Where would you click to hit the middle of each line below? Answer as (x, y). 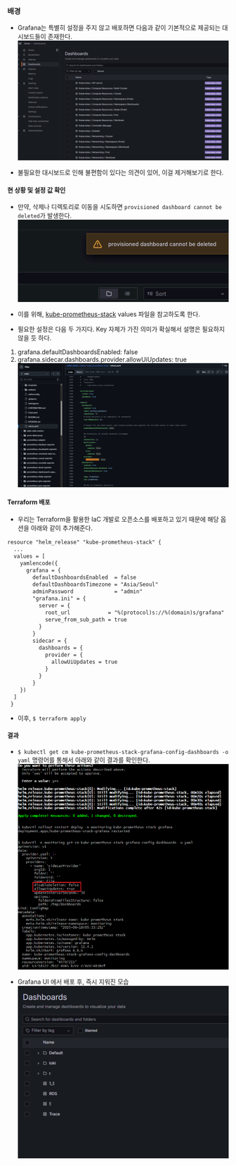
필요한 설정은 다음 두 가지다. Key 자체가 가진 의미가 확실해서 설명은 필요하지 (121, 330)
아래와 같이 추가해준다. (62, 528)
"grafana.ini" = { (59, 598)
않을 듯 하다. (34, 338)
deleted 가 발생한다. (45, 215)
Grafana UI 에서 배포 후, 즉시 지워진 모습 (73, 982)
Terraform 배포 (29, 502)
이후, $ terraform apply (52, 718)
